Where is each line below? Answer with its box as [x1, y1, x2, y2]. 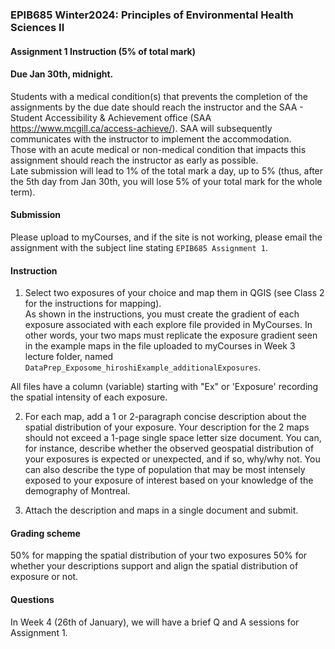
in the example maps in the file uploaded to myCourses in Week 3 [24, 340, 296, 352]
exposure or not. [10, 571, 79, 583]
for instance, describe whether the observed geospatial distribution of [24, 443, 315, 455]
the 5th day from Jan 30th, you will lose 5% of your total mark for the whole [10, 175, 323, 187]
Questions [10, 593, 55, 605]
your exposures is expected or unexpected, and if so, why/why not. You [24, 453, 321, 465]
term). [10, 186, 36, 198]
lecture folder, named [24, 351, 114, 363]
